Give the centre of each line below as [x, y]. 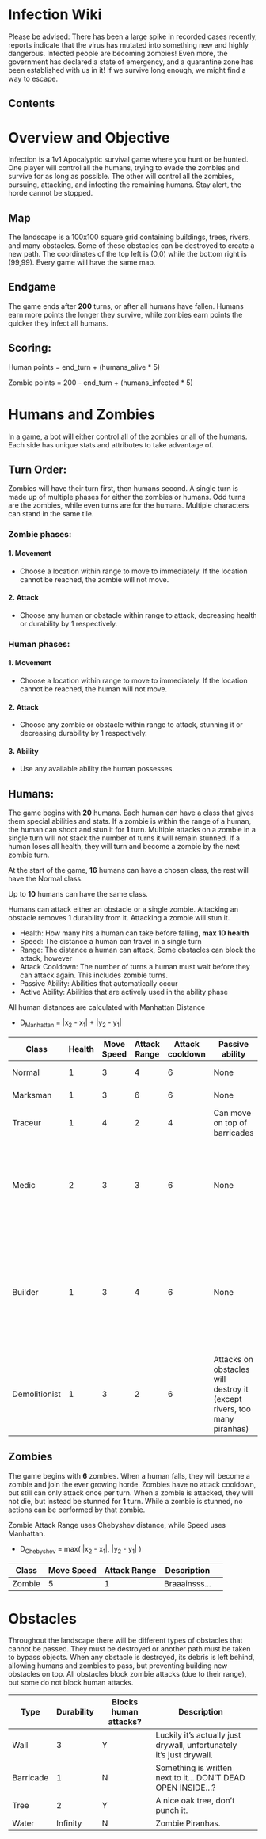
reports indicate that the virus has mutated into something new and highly [129, 44]
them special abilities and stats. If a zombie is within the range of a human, [130, 821]
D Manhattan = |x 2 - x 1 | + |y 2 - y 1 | [70, 1023]
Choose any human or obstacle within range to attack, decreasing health [138, 615]
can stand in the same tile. [51, 514]
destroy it [231, 1389]
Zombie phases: [40, 535]
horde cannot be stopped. [51, 193]
